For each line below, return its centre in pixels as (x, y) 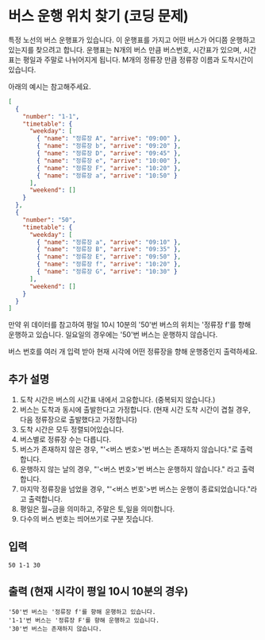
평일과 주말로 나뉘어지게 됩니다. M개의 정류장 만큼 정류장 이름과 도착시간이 (138, 60)
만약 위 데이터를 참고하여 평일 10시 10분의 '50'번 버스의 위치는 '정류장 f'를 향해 (130, 325)
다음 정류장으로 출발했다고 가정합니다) (78, 420)
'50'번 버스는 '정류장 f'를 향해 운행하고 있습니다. (82, 612)
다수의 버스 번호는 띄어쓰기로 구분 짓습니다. (86, 519)
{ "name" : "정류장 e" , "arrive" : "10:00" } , (109, 161)
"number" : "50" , (50, 219)
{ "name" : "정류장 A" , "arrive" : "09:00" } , (109, 139)
